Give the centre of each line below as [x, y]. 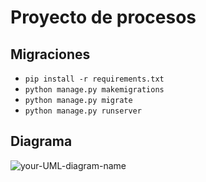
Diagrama [41, 141]
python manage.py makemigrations [94, 90]
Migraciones [50, 54]
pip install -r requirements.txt [94, 79]
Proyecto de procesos [103, 17]
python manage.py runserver [83, 111]
